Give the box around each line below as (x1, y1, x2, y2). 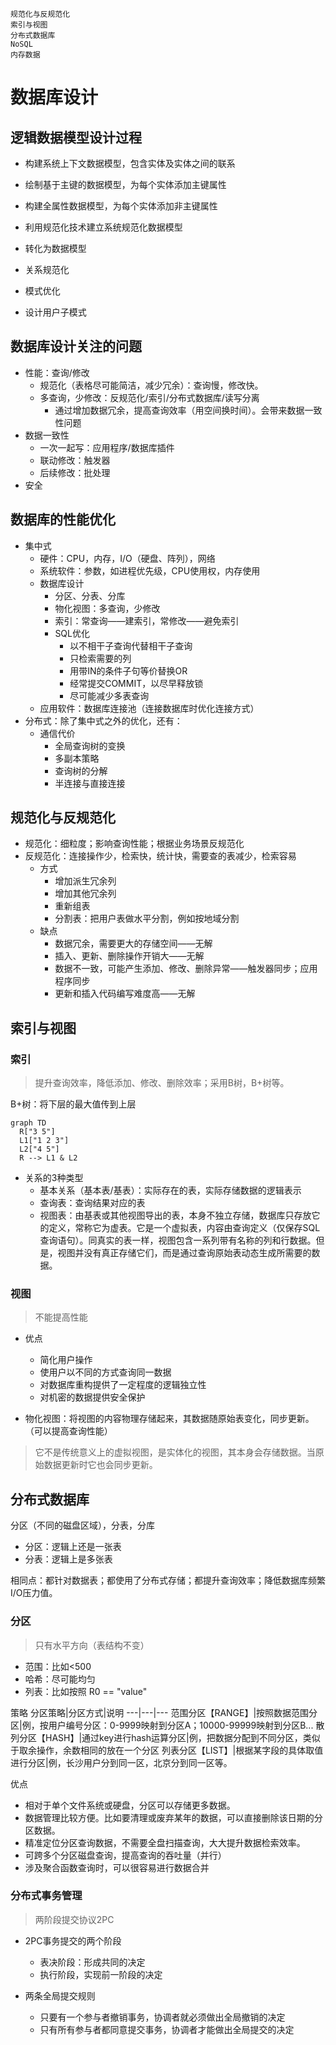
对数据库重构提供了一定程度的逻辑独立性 (39, 1379, 207, 1391)
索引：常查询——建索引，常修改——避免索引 (54, 614, 240, 627)
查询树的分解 (54, 764, 108, 777)
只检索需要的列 (69, 652, 132, 664)
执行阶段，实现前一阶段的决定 (39, 1968, 163, 1980)
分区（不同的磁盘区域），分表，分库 (10, 1519, 155, 1532)
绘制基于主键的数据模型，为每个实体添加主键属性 (24, 179, 227, 190)
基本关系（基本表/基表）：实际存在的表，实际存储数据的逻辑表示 (39, 1184, 302, 1197)
